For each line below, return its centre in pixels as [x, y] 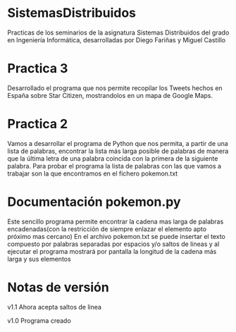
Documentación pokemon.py [94, 202]
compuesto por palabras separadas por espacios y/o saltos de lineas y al [113, 244]
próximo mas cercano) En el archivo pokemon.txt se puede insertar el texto [116, 236]
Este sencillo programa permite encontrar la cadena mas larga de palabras [116, 221]
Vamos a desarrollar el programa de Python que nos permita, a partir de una [118, 143]
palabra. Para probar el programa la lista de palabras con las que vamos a [114, 166]
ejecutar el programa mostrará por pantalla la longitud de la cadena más [112, 251]
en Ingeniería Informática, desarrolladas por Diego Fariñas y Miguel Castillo [117, 39]
